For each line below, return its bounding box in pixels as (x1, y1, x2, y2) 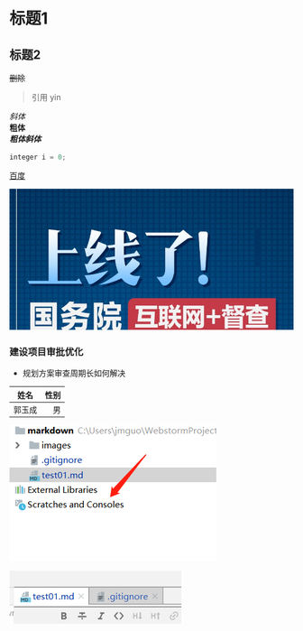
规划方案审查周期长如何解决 (22, 367, 126, 379)
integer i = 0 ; (9, 153, 67, 162)
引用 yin (31, 92, 61, 102)
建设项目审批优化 (9, 345, 84, 357)
